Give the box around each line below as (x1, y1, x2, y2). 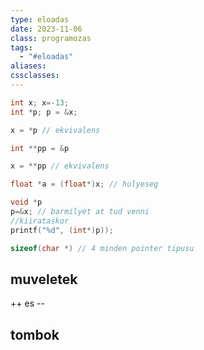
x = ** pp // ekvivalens (10, 161, 110, 171)
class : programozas (10, 33, 92, 43)
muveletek (10, 271, 78, 288)
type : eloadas (10, 14, 70, 25)
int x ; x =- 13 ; (10, 97, 70, 108)
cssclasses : (10, 71, 60, 81)
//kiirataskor (10, 216, 70, 226)
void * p (10, 197, 43, 208)
